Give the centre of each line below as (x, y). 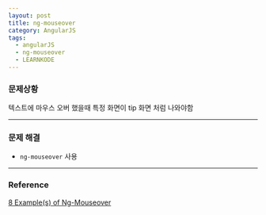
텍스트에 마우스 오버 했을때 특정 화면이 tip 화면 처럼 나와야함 (101, 108)
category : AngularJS (42, 30)
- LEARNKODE (35, 60)
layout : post (30, 15)
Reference (28, 185)
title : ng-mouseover (42, 23)
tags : (17, 38)
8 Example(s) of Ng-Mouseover (60, 202)
